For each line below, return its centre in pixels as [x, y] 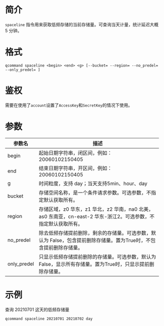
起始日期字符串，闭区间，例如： [75, 153]
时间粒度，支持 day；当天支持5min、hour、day [93, 183]
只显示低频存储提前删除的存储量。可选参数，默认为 [97, 257]
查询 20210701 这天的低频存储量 [37, 309]
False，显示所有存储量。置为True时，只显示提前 [94, 264]
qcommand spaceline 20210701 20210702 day [49, 319]
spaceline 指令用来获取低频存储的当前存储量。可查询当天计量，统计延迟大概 [82, 24]
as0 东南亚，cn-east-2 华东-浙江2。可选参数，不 [97, 217]
